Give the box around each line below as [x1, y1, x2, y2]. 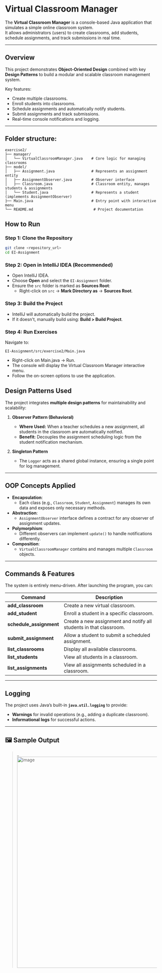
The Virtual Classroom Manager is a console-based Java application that [5, 19, 152, 25]
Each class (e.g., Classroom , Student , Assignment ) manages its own [19, 499, 151, 505]
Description [95, 594, 123, 601]
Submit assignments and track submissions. [12, 111, 100, 117]
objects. [19, 551, 35, 557]
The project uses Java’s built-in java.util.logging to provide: [5, 702, 128, 708]
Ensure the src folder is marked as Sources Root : [12, 283, 110, 289]
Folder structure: [5, 135, 57, 143]
